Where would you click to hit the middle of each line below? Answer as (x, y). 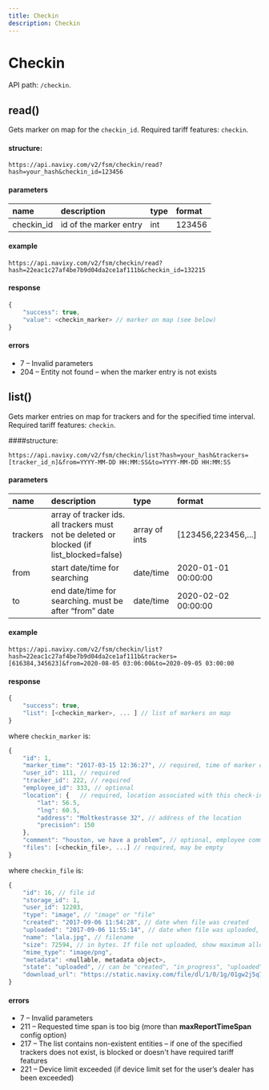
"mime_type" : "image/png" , (68, 952)
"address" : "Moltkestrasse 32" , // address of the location (139, 818)
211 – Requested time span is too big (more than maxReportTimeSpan (136, 1027)
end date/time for (84, 591)
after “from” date (82, 611)
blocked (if (71, 544)
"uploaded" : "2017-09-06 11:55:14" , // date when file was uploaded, (141, 930)
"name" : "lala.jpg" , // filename (78, 937)
